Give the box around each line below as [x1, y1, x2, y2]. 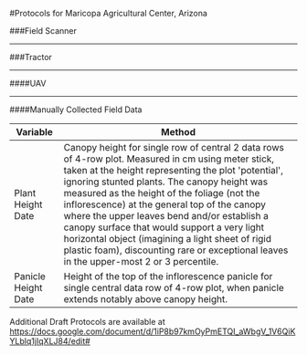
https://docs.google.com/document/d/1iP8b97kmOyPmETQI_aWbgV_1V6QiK [9, 326, 296, 337]
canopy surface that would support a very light [63, 221, 265, 234]
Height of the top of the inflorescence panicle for [63, 270, 273, 282]
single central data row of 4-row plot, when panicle [63, 282, 285, 294]
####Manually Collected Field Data [9, 104, 143, 115]
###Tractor [9, 52, 53, 62]
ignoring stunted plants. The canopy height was [63, 175, 268, 188]
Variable [16, 126, 53, 138]
